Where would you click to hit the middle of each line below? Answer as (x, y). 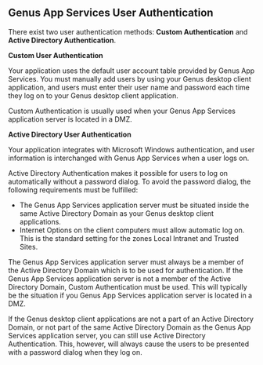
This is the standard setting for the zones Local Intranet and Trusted (129, 238)
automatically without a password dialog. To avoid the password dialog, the (130, 181)
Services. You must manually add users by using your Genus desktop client (130, 78)
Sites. (29, 246)
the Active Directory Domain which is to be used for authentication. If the (126, 270)
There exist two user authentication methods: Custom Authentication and (128, 31)
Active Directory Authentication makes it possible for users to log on (118, 173)
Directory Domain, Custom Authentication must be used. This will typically (128, 287)
